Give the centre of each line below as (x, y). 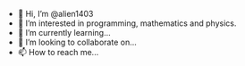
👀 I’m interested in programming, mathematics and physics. (127, 23)
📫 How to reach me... (58, 52)
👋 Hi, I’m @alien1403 (55, 14)
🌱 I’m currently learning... (64, 33)
